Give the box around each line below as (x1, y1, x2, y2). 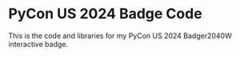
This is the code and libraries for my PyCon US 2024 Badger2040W (8, 31, 232, 40)
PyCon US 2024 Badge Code (8, 5, 202, 23)
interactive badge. (8, 39, 68, 48)
